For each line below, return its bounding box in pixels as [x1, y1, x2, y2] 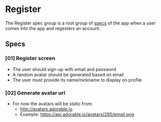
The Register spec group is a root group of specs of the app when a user [5, 20, 156, 26]
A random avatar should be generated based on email [12, 71, 124, 77]
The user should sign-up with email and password [12, 66, 116, 72]
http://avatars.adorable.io [20, 106, 73, 112]
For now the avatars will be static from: [12, 100, 93, 106]
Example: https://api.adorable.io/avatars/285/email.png [20, 111, 134, 117]
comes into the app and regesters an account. [5, 25, 101, 31]
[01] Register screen [5, 55, 56, 62]
